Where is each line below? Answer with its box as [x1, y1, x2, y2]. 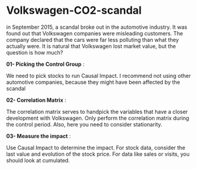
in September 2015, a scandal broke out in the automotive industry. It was [6, 23, 187, 31]
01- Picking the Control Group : [6, 61, 85, 68]
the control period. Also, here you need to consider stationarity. [6, 120, 163, 128]
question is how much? [6, 49, 63, 56]
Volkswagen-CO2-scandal [6, 4, 142, 17]
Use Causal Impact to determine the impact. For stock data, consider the [6, 144, 186, 151]
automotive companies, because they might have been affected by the [6, 79, 181, 86]
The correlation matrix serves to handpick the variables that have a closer [6, 108, 188, 115]
